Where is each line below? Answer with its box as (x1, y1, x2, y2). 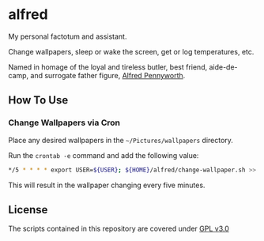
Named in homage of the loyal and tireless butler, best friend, (8, 62, 208, 72)
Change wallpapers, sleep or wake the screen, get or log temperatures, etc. (8, 47, 255, 56)
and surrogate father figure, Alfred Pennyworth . (30, 70, 186, 80)
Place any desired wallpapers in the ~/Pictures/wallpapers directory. (8, 135, 233, 145)
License (8, 203, 48, 217)
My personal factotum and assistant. (8, 32, 127, 41)
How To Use (8, 93, 69, 107)
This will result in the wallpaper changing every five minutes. (8, 180, 206, 190)
